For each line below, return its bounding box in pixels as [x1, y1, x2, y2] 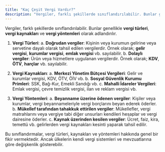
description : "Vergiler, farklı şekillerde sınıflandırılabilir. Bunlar [5, 12, 157, 17]
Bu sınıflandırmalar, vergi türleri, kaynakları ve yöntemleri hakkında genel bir [5, 131, 159, 137]
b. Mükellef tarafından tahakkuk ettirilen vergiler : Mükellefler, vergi [12, 106, 151, 112]
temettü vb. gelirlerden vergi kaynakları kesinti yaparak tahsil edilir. [12, 121, 147, 127]
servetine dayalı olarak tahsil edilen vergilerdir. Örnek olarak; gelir [12, 45, 145, 51]
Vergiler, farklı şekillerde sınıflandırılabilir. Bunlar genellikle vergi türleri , [5, 25, 149, 31]
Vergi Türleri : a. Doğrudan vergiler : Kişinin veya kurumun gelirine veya [12, 40, 156, 46]
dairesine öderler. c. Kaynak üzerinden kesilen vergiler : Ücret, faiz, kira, [12, 116, 160, 122]
